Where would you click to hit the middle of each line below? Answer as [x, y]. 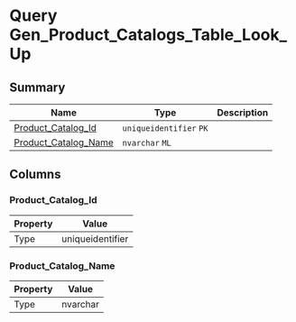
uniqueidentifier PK [165, 129]
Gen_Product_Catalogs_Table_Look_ [148, 35]
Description [242, 112]
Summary [37, 87]
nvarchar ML [147, 143]
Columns [35, 175]
